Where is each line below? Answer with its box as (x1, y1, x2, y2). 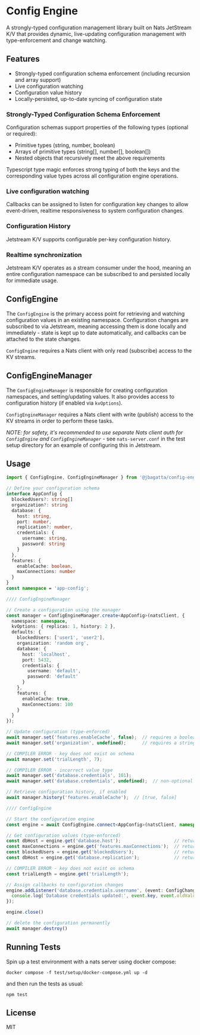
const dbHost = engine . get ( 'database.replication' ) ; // (6, 855, 180, 861)
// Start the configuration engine (6, 816, 95, 822)
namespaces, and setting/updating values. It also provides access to (6, 393, 174, 400)
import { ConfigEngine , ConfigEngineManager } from (6, 474, 137, 480)
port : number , (17, 519, 52, 525)
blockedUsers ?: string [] (11, 497, 73, 503)
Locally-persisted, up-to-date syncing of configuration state (14, 95, 162, 102)
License (6, 1008, 36, 1018)
